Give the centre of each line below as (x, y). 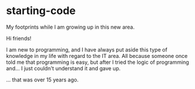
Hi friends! (19, 38)
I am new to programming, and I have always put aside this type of (87, 49)
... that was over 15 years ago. (42, 80)
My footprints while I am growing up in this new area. (70, 27)
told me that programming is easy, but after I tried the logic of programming (98, 62)
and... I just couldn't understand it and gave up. (63, 68)
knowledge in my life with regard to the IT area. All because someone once (97, 56)
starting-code (41, 11)
